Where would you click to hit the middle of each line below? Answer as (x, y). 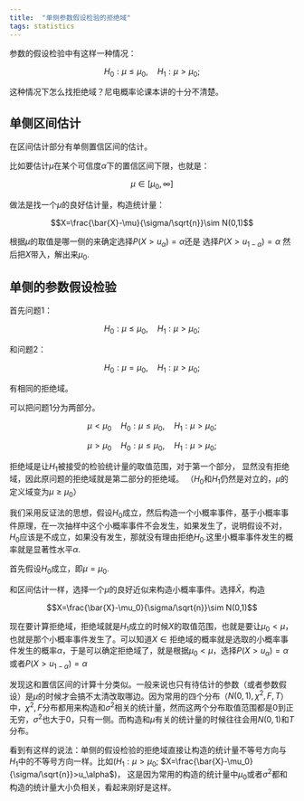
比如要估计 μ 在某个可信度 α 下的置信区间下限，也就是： (109, 166)
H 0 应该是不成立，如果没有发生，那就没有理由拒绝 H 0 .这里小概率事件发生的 (147, 537)
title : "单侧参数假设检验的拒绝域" (70, 18)
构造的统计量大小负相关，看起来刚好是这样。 (93, 787)
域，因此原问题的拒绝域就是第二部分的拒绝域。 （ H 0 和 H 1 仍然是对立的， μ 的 (149, 480)
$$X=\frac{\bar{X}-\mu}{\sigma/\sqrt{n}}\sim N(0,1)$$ (152, 222)
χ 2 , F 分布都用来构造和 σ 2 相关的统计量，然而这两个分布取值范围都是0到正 (160, 707)
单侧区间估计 (45, 123)
